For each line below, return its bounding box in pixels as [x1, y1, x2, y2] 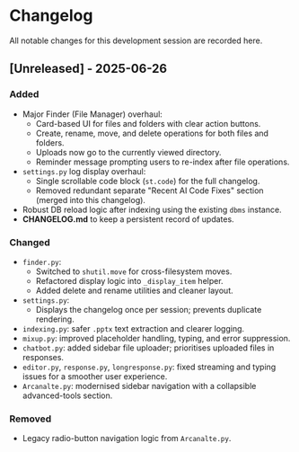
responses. [22, 351, 65, 362]
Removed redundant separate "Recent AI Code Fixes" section [35, 185, 264, 196]
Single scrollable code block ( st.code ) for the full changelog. [35, 175, 260, 186]
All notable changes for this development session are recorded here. [9, 35, 263, 46]
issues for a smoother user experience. [22, 370, 168, 382]
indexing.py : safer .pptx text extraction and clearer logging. [22, 323, 245, 333]
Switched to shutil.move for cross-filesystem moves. [35, 266, 233, 277]
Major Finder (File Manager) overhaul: [22, 109, 163, 120]
